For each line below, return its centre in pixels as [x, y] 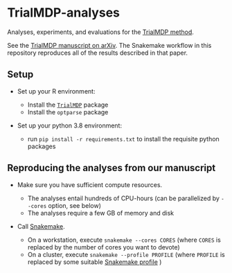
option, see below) [75, 205]
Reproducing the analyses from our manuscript [111, 168]
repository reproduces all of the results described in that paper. [98, 53]
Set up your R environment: [56, 91]
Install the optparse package [68, 112]
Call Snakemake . [41, 226]
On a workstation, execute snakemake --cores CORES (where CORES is [124, 240]
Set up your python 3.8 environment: [70, 125]
